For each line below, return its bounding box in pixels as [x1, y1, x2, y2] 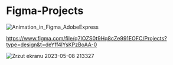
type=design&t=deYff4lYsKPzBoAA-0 [6, 41, 97, 48]
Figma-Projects [6, 4, 84, 18]
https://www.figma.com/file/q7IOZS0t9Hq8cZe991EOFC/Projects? [6, 35, 167, 42]
